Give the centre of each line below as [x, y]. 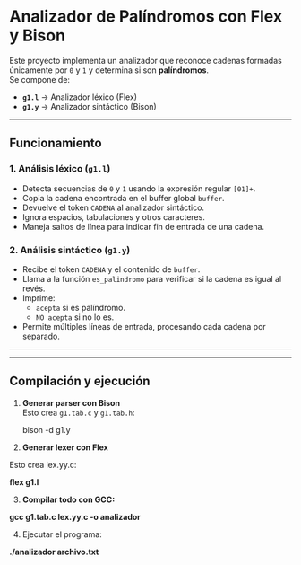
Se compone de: [39, 79]
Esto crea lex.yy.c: [43, 464]
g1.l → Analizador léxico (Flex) [79, 97]
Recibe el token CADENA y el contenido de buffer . [111, 269]
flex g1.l [24, 481]
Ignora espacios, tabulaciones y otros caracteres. [114, 216]
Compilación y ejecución [80, 381]
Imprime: [39, 297]
